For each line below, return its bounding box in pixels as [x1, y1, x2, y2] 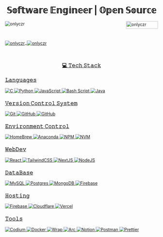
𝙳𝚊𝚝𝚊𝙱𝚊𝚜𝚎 [5, 169, 33, 176]
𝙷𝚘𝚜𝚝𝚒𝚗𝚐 [5, 192, 30, 199]
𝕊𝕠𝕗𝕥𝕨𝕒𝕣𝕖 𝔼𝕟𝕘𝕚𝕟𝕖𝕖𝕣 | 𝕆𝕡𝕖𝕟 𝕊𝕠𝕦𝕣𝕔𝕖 [6, 5, 157, 16]
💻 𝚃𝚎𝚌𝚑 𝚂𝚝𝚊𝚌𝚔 [62, 62, 101, 69]
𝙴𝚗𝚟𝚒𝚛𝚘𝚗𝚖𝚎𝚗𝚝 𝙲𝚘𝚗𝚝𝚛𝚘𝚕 [5, 123, 69, 130]
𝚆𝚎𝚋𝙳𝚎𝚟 [5, 146, 27, 153]
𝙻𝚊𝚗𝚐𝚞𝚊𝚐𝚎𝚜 [5, 77, 37, 83]
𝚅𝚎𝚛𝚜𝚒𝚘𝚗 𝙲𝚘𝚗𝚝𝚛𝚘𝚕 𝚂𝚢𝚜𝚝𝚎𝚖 [5, 100, 78, 107]
